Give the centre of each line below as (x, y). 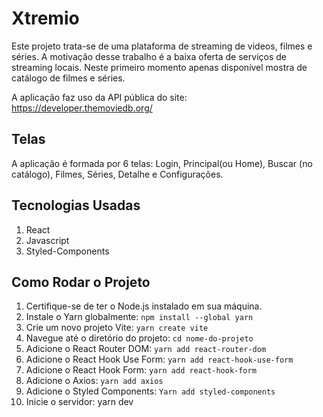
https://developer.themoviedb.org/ (82, 108)
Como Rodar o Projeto (81, 282)
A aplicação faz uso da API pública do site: (99, 97)
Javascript (47, 240)
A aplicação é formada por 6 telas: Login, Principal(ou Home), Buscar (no (162, 163)
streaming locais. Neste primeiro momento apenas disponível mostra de (159, 67)
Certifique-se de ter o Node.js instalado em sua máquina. (144, 306)
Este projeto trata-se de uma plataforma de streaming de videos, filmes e (162, 46)
